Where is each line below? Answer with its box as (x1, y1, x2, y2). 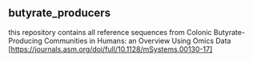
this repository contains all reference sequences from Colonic (8, 27, 212, 37)
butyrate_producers (8, 6, 110, 20)
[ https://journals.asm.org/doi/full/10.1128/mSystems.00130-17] (8, 44, 213, 54)
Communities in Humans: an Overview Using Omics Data (43, 36, 231, 45)
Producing (8, 36, 42, 45)
